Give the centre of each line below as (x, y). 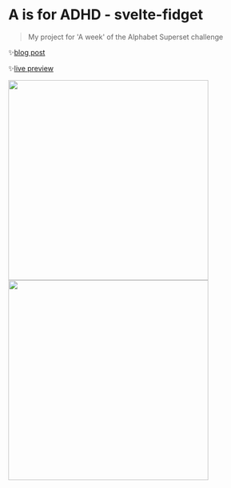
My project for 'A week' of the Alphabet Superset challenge (125, 37)
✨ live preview (31, 68)
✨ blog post (27, 52)
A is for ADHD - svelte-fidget (106, 15)
